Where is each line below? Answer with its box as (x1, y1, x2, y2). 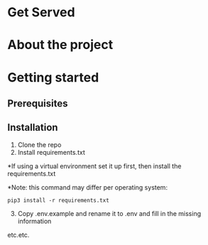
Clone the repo (17, 140, 62, 149)
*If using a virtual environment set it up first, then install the (7, 161, 182, 170)
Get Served (7, 4, 76, 21)
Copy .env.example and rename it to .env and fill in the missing (17, 209, 202, 217)
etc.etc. (7, 230, 30, 239)
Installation (7, 121, 58, 134)
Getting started (7, 69, 99, 85)
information (17, 217, 52, 225)
